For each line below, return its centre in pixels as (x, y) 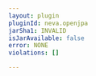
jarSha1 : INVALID (38, 30)
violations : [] (34, 53)
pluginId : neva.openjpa (48, 23)
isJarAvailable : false (46, 38)
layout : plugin (34, 16)
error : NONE (28, 46)
